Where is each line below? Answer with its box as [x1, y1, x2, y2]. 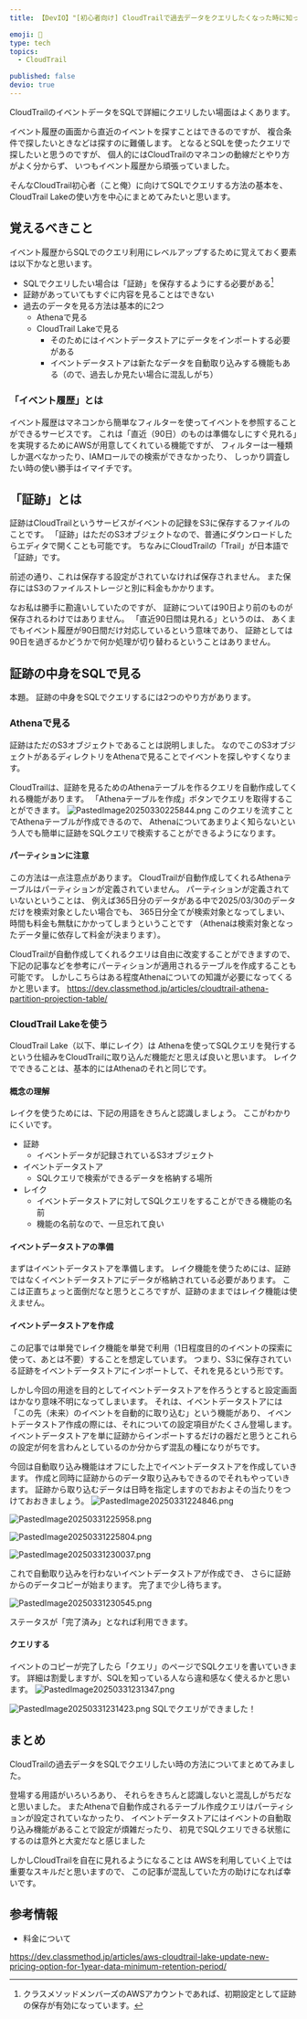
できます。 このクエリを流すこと [25, 804, 294, 815]
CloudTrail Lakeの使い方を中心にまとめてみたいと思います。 [9, 191, 236, 202]
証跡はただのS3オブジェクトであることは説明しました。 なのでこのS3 [9, 739, 272, 750]
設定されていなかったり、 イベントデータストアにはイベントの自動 [33, 1812, 283, 1823]
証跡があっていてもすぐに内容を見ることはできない [22, 289, 215, 300]
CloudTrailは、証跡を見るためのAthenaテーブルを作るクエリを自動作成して [9, 781, 290, 792]
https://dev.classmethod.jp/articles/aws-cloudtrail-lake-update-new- [9, 1950, 270, 1961]
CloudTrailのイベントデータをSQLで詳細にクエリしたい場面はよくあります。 [9, 106, 295, 117]
